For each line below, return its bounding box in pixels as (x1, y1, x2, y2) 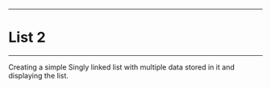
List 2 (8, 29, 46, 46)
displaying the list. (8, 70, 69, 80)
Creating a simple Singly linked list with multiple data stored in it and (8, 62, 236, 72)
